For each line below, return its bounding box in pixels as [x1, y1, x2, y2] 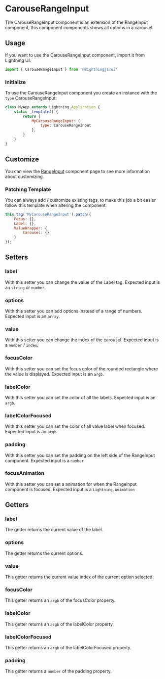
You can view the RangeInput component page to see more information [5, 168, 150, 174]
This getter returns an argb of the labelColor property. [5, 621, 114, 627]
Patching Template [5, 186, 51, 193]
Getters [5, 500, 29, 509]
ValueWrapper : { [14, 226, 48, 230]
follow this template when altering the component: [5, 202, 107, 208]
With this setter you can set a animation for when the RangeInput [5, 481, 137, 487]
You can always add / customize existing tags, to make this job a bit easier [5, 197, 156, 203]
